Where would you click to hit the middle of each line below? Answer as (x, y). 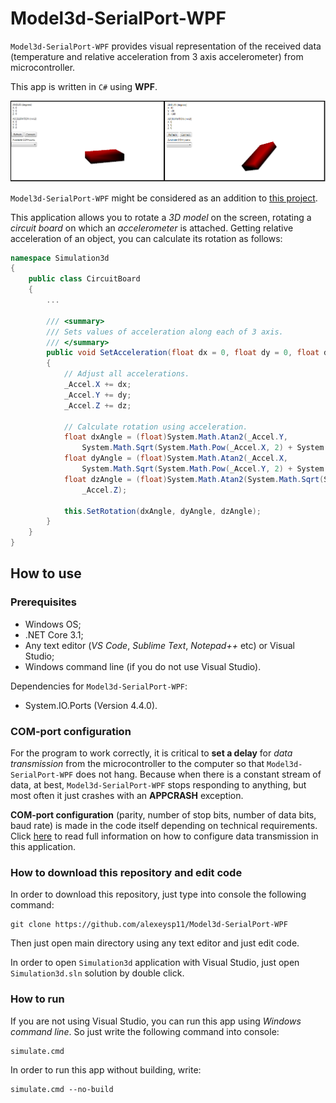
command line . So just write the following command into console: (145, 1031)
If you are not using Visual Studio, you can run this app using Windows (156, 1021)
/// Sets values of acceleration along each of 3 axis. (165, 332)
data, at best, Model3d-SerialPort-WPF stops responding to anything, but (158, 784)
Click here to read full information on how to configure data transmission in (164, 836)
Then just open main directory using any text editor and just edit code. (155, 943)
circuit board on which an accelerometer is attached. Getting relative (152, 228)
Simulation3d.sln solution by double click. (97, 973)
